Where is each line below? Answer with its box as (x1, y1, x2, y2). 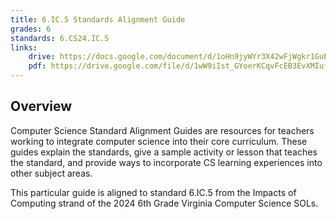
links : (10, 42, 38, 53)
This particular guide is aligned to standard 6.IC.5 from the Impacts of (10, 186, 297, 198)
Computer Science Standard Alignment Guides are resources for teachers (10, 124, 315, 136)
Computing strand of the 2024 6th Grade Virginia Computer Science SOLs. (10, 197, 319, 209)
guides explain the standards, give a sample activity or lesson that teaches (10, 146, 318, 158)
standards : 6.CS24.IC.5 (10, 33, 110, 43)
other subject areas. (10, 167, 93, 179)
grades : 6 (10, 24, 52, 34)
